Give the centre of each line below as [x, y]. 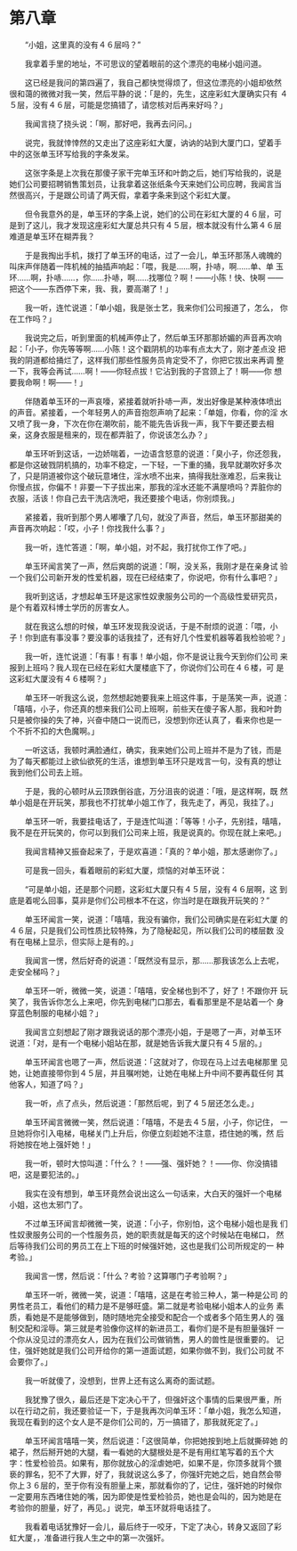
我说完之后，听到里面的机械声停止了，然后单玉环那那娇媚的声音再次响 [153, 337]
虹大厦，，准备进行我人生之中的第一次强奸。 [89, 1538]
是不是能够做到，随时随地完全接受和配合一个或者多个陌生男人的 [157, 1317]
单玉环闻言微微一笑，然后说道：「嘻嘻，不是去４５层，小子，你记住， [151, 1122]
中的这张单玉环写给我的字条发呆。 [72, 153]
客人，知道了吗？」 [52, 1084]
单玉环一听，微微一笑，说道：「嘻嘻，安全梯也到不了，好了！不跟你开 [151, 990]
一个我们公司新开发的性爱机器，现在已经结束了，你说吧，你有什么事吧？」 [145, 577]
